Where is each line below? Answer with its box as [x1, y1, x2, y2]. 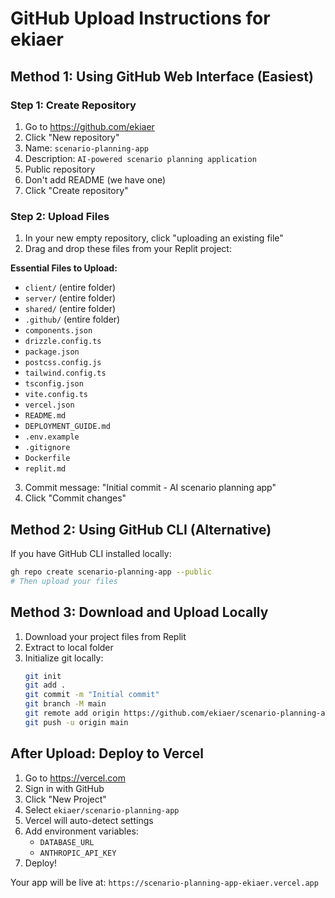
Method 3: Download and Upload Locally [10, 604, 269, 621]
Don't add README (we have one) [24, 173, 167, 186]
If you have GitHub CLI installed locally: [10, 547, 172, 559]
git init [24, 671, 62, 681]
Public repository [24, 163, 96, 175]
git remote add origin [24, 708, 120, 719]
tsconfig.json [24, 379, 84, 389]
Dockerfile [24, 453, 71, 464]
